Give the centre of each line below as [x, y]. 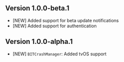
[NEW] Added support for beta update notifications [66, 20]
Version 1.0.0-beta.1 [37, 8]
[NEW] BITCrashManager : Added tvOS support [59, 54]
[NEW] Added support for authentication [54, 26]
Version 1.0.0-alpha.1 [39, 42]
